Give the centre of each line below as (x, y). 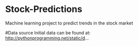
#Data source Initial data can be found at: (48, 32)
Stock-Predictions (44, 9)
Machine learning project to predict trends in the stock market (69, 23)
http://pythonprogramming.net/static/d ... (47, 38)
